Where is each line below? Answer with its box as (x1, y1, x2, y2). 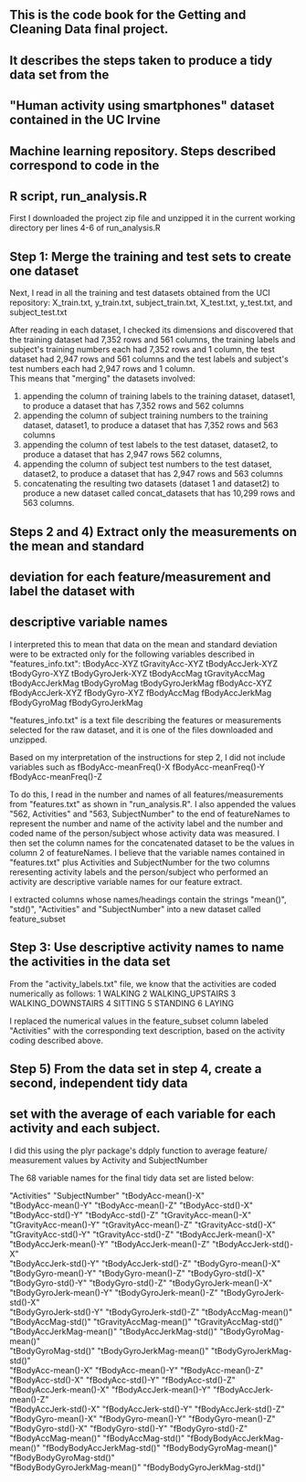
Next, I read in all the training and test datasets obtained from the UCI (9, 288, 271, 299)
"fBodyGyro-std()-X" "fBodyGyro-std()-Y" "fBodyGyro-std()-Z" (9, 1423, 248, 1434)
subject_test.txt (9, 307, 68, 318)
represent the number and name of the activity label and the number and (9, 817, 283, 829)
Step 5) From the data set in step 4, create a (9, 1061, 262, 1077)
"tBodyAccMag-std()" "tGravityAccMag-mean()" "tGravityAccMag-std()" (9, 1316, 283, 1327)
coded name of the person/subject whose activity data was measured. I (9, 827, 280, 838)
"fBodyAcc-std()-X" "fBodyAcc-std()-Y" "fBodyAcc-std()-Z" (9, 1374, 236, 1385)
